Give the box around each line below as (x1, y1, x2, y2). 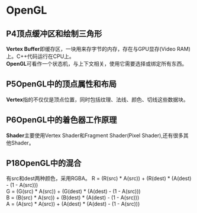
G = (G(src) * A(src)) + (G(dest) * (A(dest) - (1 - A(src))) (6, 188, 141, 195)
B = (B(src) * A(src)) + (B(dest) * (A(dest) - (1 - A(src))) (6, 194, 140, 201)
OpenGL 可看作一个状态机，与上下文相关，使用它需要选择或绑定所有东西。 (6, 60, 188, 67)
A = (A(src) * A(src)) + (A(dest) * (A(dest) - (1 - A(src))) (6, 201, 140, 208)
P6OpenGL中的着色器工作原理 (6, 115, 117, 125)
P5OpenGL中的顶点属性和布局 (6, 79, 117, 89)
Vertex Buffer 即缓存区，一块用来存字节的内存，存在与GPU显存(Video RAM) (6, 46, 191, 52)
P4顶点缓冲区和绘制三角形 (6, 28, 102, 38)
